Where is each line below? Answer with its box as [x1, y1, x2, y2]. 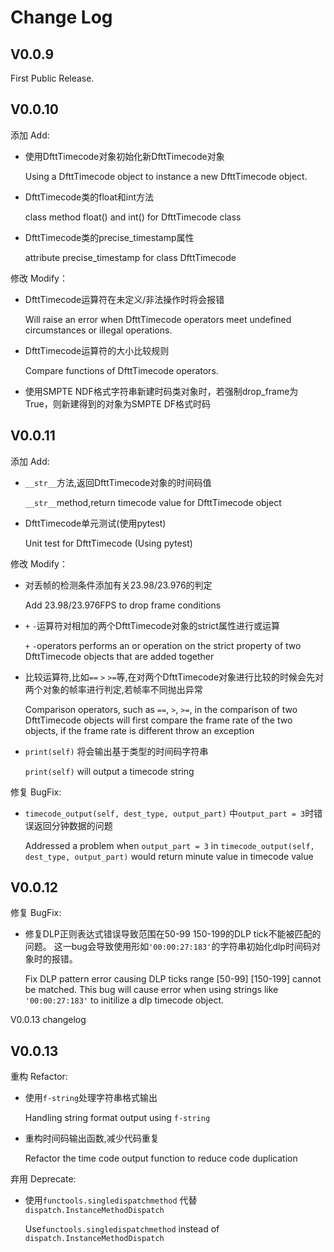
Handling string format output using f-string [24, 1112, 211, 1124]
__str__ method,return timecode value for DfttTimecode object [24, 496, 282, 508]
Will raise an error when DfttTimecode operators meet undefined [24, 313, 292, 325]
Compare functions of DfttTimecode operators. [24, 364, 219, 376]
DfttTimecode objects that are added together [24, 650, 215, 662]
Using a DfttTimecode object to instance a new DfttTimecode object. [24, 170, 308, 182]
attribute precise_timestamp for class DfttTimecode [24, 251, 237, 263]
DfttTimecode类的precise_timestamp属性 [24, 231, 195, 243]
